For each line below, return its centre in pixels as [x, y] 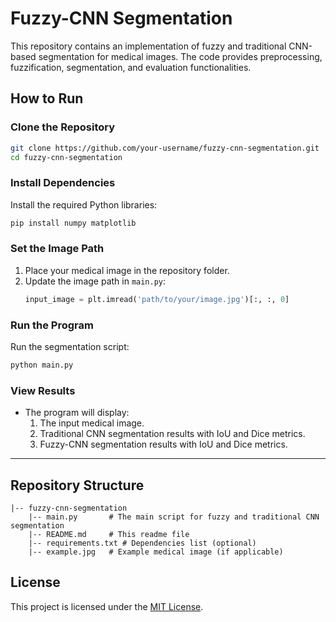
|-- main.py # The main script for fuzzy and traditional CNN [174, 517]
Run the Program [52, 325]
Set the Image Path [57, 249]
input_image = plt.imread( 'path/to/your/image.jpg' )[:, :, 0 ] [157, 299]
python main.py [42, 365]
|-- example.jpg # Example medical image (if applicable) [156, 552]
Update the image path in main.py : [95, 281]
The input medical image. [92, 423]
